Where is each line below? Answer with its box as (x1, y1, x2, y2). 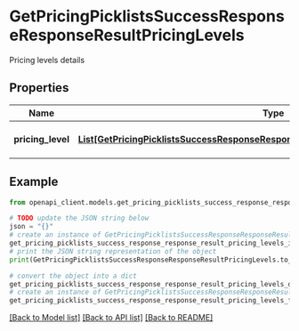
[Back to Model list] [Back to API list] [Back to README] (9, 312, 214, 323)
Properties (9, 80, 69, 95)
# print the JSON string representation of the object (9, 246, 217, 255)
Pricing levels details (9, 54, 85, 65)
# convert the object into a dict (9, 271, 138, 280)
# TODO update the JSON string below (9, 214, 149, 223)
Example (9, 174, 59, 190)
